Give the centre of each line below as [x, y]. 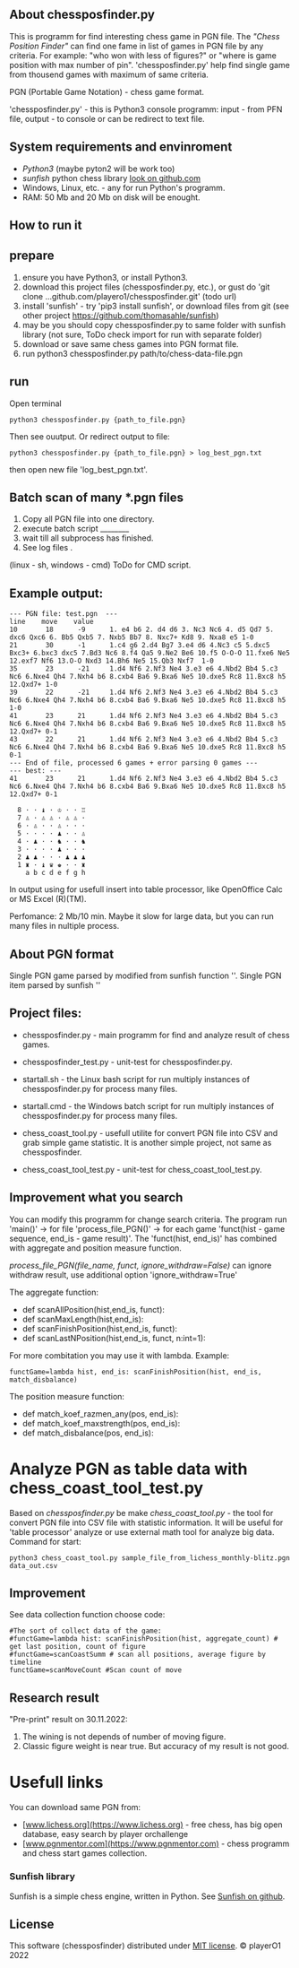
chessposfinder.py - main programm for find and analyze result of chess [156, 1035]
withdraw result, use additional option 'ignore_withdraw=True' [124, 1274]
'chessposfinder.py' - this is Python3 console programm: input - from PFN [146, 109]
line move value [51, 622]
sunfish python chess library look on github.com [111, 178]
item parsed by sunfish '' [55, 985]
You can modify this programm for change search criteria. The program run [149, 1219]
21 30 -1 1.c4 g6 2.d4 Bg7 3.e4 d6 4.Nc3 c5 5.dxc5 [140, 646]
